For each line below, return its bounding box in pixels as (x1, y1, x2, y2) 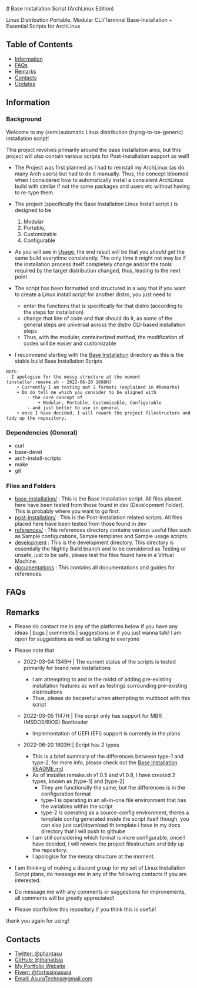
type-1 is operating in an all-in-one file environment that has (41, 797, 186, 804)
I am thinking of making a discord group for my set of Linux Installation (14, 864, 186, 871)
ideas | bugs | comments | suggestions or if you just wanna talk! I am (14, 629, 182, 636)
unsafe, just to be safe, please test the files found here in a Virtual (14, 552, 175, 559)
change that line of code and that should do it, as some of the (23, 314, 173, 321)
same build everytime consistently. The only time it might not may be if (14, 254, 186, 261)
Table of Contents (6, 39, 74, 49)
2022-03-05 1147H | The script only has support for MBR (23, 712, 162, 720)
